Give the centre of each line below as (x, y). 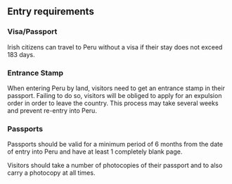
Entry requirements (51, 12)
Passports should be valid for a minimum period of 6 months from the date (115, 145)
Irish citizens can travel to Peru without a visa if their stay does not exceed (115, 47)
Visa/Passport (32, 32)
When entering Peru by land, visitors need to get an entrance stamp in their (116, 88)
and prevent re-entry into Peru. (52, 110)
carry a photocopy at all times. (51, 173)
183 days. (21, 54)
